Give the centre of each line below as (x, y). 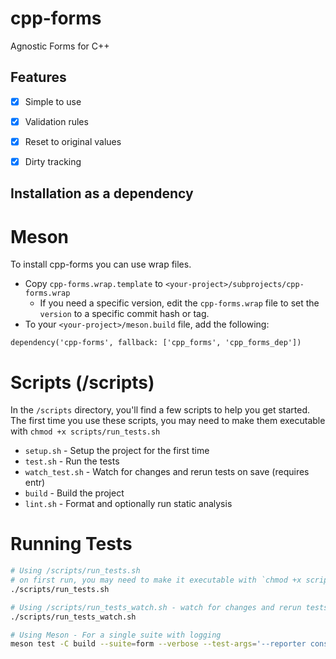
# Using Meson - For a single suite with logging (116, 635)
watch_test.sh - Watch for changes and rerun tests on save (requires (167, 472)
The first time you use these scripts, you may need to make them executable (168, 421)
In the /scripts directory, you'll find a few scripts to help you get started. (160, 410)
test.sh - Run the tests (72, 461)
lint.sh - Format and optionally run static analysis (128, 504)
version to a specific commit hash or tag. (124, 314)
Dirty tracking (53, 161)
